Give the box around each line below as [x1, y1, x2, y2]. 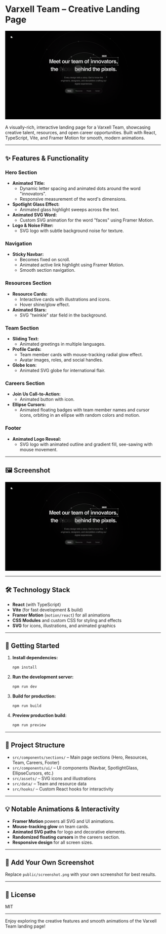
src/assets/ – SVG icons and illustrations [12, 775, 96, 781]
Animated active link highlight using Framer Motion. [19, 262, 124, 268]
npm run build [12, 703, 41, 708]
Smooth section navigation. [19, 267, 76, 273]
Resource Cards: [12, 291, 48, 297]
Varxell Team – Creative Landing [5, 3, 140, 15]
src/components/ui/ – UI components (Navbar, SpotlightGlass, [12, 765, 139, 771]
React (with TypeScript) [12, 601, 61, 607]
